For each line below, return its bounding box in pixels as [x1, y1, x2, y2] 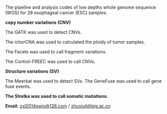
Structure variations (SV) [5, 68, 59, 74]
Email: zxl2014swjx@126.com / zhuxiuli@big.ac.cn [5, 103, 111, 109]
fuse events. [5, 83, 31, 89]
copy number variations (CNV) [5, 20, 71, 25]
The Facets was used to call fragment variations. [5, 49, 107, 54]
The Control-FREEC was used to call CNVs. [5, 59, 96, 65]
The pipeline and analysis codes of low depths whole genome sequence [5, 5, 156, 10]
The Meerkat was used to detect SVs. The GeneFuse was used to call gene [5, 78, 162, 84]
